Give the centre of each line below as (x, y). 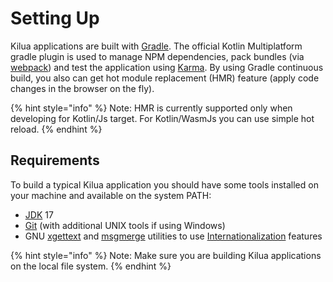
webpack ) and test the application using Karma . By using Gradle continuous (167, 67)
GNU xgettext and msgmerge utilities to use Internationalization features (173, 236)
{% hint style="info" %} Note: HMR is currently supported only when (151, 108)
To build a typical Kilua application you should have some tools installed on (164, 184)
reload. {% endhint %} (56, 129)
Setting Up (55, 18)
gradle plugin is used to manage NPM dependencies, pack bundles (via (157, 56)
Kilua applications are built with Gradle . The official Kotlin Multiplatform (156, 46)
